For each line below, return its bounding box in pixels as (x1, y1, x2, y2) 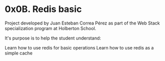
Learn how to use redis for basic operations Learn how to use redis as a (5, 44, 154, 50)
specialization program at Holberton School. (5, 25, 96, 31)
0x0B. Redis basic (5, 3, 82, 15)
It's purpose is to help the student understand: (5, 35, 101, 41)
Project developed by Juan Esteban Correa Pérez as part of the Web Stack (5, 20, 160, 26)
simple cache (5, 50, 33, 56)
